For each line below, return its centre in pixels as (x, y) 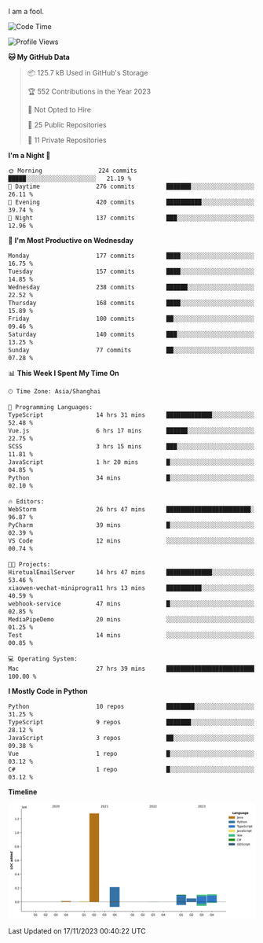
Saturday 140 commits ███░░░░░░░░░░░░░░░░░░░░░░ (131, 334)
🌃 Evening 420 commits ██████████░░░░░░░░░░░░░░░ (131, 202)
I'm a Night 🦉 (29, 155)
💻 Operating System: (43, 659)
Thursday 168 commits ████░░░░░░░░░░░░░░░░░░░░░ (131, 303)
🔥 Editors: (26, 502)
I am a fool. (26, 11)
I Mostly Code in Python (48, 691)
